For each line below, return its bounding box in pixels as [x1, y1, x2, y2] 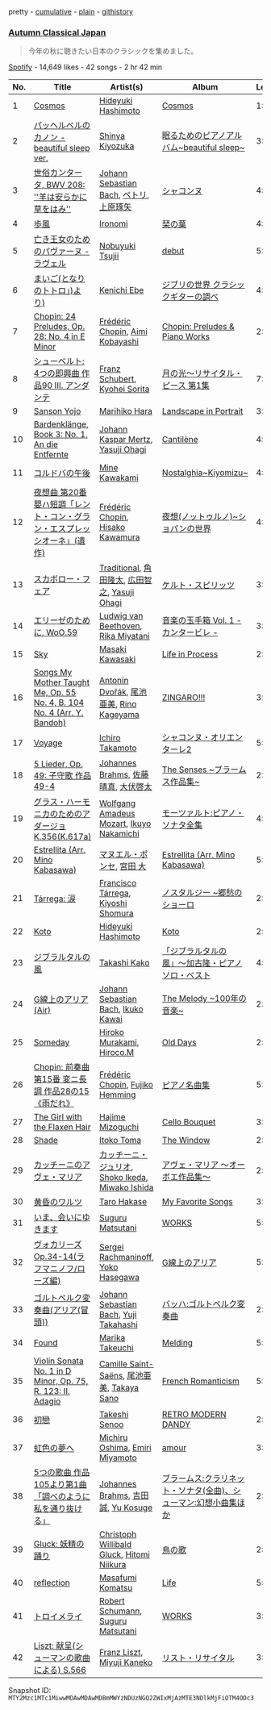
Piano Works [161, 331, 211, 342]
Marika [99, 1333, 126, 1344]
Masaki [99, 644, 127, 655]
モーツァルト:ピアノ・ [161, 807, 244, 819]
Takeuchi [99, 1342, 134, 1353]
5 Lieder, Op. [33, 758, 83, 769]
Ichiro [99, 732, 121, 744]
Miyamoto [99, 1452, 137, 1463]
